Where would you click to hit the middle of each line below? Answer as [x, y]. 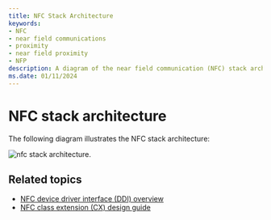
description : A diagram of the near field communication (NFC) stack [128, 69]
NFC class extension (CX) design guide [85, 208]
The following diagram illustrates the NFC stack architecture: [109, 138]
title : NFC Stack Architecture [61, 16]
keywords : [25, 23]
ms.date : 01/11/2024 [43, 76]
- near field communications [57, 38]
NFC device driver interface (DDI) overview [92, 199]
